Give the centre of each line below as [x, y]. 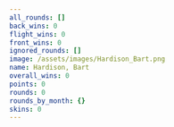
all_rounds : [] [37, 17]
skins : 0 [25, 109]
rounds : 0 [28, 92]
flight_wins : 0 [37, 34]
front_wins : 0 [36, 42]
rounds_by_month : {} [48, 101]
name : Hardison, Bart [50, 68]
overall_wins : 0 [39, 76]
